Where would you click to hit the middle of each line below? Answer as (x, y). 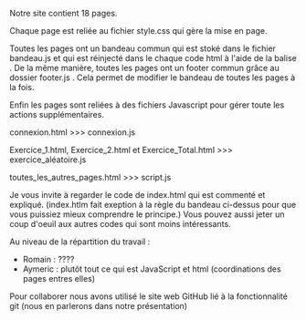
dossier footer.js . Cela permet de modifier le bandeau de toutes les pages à (153, 77)
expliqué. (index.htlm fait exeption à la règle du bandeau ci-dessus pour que (153, 205)
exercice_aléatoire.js (48, 160)
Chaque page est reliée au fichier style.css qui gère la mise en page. (138, 31)
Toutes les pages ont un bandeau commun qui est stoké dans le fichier (143, 48)
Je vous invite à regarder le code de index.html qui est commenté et (137, 195)
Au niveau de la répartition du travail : (80, 242)
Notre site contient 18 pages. (63, 13)
